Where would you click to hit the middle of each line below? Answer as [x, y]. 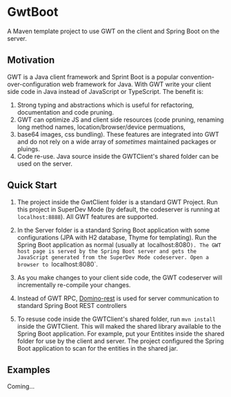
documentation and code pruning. [66, 112]
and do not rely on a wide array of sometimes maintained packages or [117, 142]
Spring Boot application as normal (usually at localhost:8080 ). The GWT [119, 244]
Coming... [21, 387]
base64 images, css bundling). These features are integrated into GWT [118, 134]
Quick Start [32, 185]
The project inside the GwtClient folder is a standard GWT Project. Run [118, 202]
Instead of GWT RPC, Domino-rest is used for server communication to [118, 298]
